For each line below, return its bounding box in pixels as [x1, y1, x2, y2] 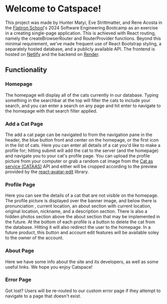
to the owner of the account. [5, 235, 64, 241]
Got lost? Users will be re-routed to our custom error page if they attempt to [5, 288, 161, 294]
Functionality [5, 66, 47, 74]
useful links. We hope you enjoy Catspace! [5, 264, 93, 270]
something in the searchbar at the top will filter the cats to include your [5, 97, 151, 103]
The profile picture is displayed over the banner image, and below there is [5, 198, 157, 204]
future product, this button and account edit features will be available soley [5, 230, 160, 236]
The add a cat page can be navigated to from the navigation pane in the [5, 132, 153, 138]
